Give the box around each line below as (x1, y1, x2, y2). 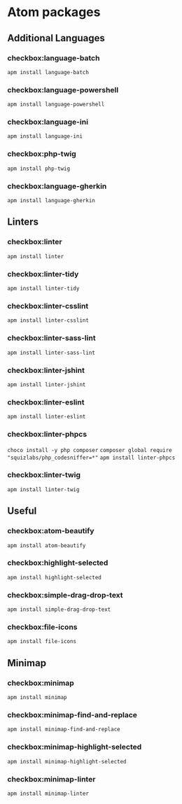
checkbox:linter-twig (7, 470, 80, 480)
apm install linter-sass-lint (7, 349, 96, 356)
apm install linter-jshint (7, 381, 86, 388)
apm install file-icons (7, 638, 77, 645)
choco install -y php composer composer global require (7, 446, 173, 453)
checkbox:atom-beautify (7, 526, 94, 536)
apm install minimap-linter (7, 790, 90, 797)
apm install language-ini (7, 133, 83, 140)
